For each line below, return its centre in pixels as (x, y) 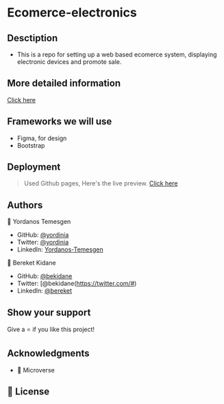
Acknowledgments (49, 353)
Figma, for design (42, 138)
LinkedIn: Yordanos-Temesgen (60, 249)
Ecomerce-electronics (72, 13)
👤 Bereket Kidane (32, 263)
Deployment (34, 167)
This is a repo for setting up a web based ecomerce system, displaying (117, 54)
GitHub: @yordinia (43, 235)
